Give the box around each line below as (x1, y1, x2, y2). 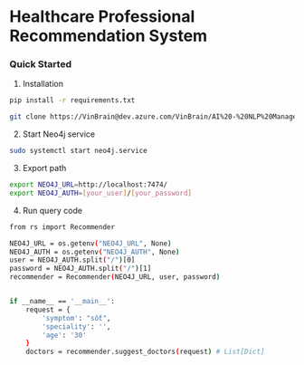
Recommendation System (9, 25, 208, 46)
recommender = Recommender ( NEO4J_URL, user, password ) (9, 273, 221, 282)
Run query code (22, 205, 83, 216)
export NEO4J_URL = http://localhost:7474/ (9, 180, 168, 189)
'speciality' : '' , (42, 322, 111, 331)
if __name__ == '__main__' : (9, 297, 116, 306)
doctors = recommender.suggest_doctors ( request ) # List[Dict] (25, 347, 265, 357)
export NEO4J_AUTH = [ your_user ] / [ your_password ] (9, 188, 193, 197)
